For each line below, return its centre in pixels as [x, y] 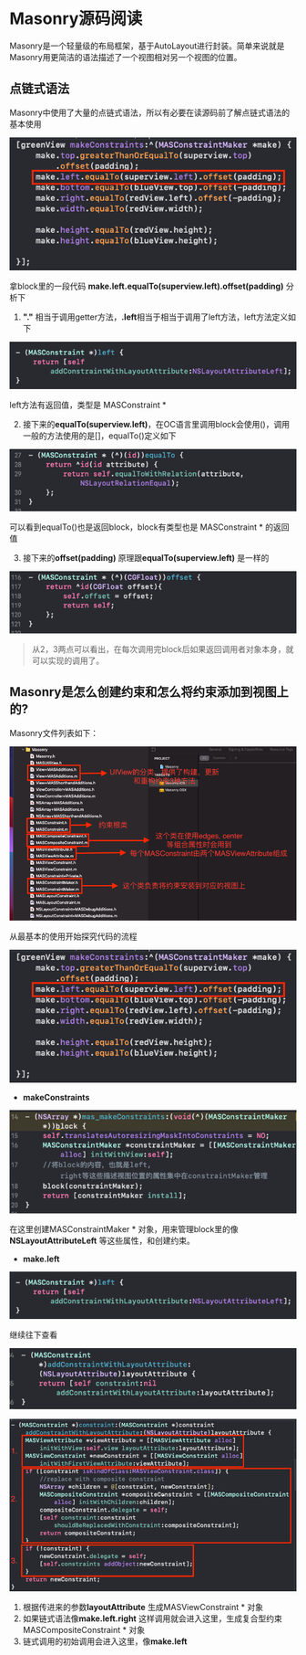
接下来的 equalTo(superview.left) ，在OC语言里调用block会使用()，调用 [156, 425]
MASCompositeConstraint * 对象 [84, 1630]
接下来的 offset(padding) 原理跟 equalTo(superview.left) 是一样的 [146, 558]
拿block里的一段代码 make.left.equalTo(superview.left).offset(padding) [147, 286]
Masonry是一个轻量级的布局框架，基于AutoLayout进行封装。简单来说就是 [147, 46]
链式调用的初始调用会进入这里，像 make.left [105, 1641]
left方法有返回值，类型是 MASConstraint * [88, 405]
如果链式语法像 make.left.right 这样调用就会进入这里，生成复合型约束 [152, 1618]
